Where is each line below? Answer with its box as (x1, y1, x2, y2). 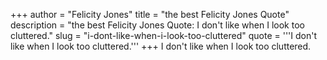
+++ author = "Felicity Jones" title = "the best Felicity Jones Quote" (10, 9, 290, 20)
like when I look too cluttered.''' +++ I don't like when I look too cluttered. (10, 40, 312, 52)
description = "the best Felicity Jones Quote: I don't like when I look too (10, 19, 305, 31)
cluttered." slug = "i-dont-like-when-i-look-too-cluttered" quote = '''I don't (10, 30, 317, 41)
